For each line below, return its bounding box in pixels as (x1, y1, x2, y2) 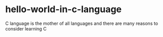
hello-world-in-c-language (5, 4, 122, 15)
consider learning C (5, 25, 47, 31)
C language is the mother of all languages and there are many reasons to (5, 20, 158, 26)
